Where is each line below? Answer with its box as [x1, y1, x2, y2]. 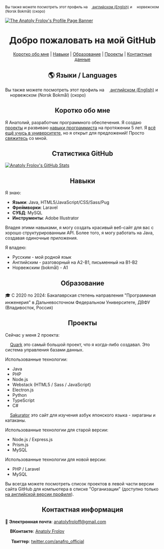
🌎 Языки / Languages [48, 71, 117, 80]
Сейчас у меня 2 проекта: [5, 332, 60, 338]
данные [74, 56, 91, 62]
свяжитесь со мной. [5, 135, 48, 141]
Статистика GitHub [52, 149, 113, 158]
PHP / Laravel [12, 466, 40, 472]
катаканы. [5, 417, 26, 423]
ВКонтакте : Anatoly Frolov [9, 528, 65, 534]
